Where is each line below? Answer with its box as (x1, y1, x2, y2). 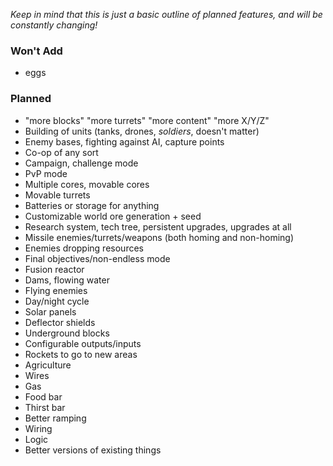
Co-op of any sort (24, 146, 99, 158)
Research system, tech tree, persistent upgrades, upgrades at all (24, 220, 292, 233)
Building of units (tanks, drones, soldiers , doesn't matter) (24, 125, 260, 137)
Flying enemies (24, 284, 88, 296)
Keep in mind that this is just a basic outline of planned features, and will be (10, 9, 323, 20)
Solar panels (24, 305, 77, 318)
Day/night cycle (24, 295, 90, 307)
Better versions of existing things (24, 444, 162, 456)
